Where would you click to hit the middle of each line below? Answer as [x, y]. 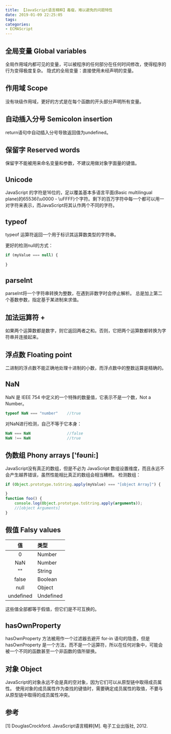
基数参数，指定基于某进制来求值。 [45, 300]
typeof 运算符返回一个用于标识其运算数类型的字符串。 [62, 235]
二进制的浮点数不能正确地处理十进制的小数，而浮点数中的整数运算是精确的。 [86, 368]
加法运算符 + [25, 317]
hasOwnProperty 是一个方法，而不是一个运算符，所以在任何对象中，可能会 [84, 645]
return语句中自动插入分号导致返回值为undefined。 [58, 132]
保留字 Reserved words [43, 150]
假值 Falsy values [33, 530]
